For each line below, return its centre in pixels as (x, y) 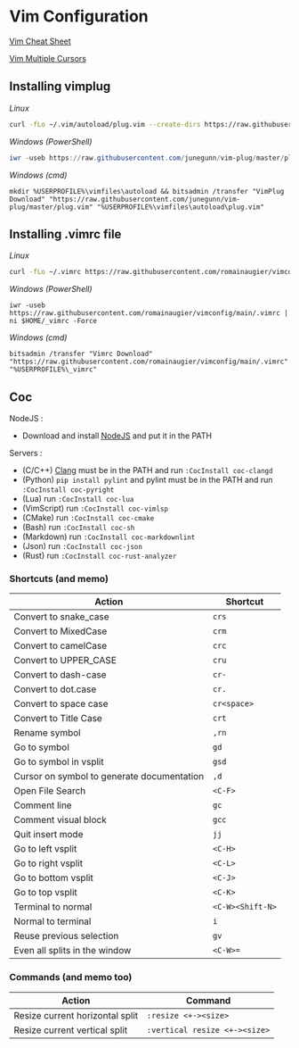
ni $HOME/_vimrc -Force (53, 321)
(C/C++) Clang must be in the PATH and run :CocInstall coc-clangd (147, 470)
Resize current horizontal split (76, 1015)
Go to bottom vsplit (53, 878)
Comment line (43, 805)
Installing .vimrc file (65, 234)
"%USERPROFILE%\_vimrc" (53, 370)
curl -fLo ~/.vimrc (45, 272)
